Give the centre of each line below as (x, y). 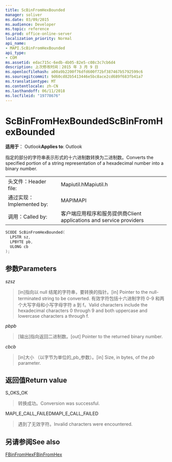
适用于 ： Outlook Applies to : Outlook (44, 147)
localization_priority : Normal (39, 39)
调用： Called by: (28, 217)
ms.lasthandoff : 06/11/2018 (35, 91)
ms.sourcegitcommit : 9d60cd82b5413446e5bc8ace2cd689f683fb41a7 (74, 77)
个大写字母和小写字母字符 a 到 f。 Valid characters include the (83, 304)
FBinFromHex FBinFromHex (34, 455)
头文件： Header (27, 182)
